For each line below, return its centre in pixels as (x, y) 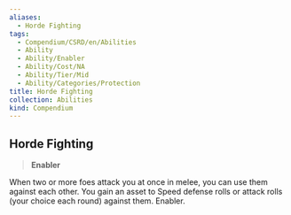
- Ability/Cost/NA (51, 67)
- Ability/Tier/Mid (53, 75)
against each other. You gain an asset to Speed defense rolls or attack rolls (146, 192)
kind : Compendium (41, 108)
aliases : (25, 17)
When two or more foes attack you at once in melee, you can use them (138, 182)
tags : (19, 34)
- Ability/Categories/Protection (79, 83)
